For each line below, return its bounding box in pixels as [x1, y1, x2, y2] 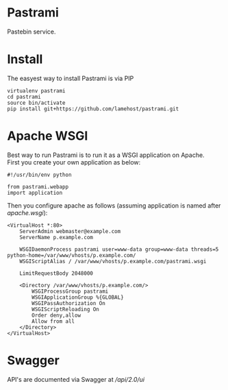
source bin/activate [7, 99, 66, 106]
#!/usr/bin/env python [7, 171, 72, 178]
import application [7, 189, 63, 196]
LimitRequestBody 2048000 [19, 269, 94, 277]
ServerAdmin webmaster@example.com [19, 228, 121, 234]
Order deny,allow [31, 312, 81, 319]
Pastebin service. [7, 27, 56, 36]
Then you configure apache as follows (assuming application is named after [7, 201, 221, 210]
